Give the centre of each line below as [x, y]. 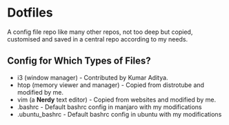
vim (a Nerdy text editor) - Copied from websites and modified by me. [117, 99]
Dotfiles [30, 13]
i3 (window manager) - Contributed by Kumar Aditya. [92, 77]
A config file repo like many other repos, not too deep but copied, [100, 32]
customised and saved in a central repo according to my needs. [98, 39]
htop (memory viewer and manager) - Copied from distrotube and [111, 85]
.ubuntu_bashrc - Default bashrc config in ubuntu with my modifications [119, 114]
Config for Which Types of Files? [79, 61]
